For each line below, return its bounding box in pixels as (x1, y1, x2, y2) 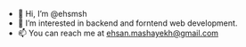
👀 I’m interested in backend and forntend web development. (17, 18, 238, 28)
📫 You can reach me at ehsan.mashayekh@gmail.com (17, 27, 219, 38)
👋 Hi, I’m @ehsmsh (17, 9, 87, 19)
